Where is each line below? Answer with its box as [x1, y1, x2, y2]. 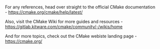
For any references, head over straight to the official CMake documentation [5, 4, 156, 10]
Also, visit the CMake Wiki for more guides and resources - [5, 19, 123, 24]
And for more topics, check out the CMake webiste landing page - [5, 33, 137, 39]
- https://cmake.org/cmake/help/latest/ [5, 9, 83, 15]
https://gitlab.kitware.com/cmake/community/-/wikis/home [5, 24, 123, 30]
